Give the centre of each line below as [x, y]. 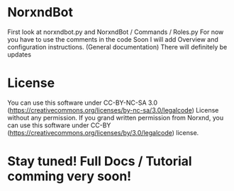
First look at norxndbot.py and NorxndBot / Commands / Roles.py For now [116, 32]
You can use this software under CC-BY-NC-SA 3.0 [83, 103]
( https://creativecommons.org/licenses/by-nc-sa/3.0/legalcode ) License [113, 110]
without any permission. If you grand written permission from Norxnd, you [116, 117]
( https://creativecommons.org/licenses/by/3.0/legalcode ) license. [103, 132]
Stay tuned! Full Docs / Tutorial [100, 162]
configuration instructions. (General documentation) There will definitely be [117, 47]
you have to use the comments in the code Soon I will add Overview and [113, 39]
